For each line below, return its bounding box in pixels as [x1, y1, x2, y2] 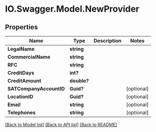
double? [69, 77, 89, 84]
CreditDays [7, 69, 34, 76]
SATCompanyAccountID [7, 86, 65, 92]
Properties [5, 23, 38, 31]
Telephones [7, 109, 36, 116]
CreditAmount [7, 77, 42, 84]
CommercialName [7, 54, 50, 60]
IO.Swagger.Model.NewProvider [5, 3, 139, 15]
